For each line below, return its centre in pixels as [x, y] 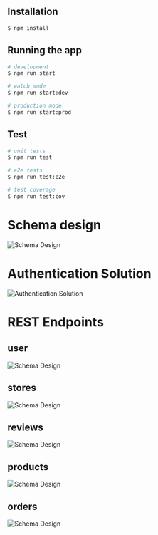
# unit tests [27, 151]
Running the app [44, 50]
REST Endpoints [56, 322]
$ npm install [28, 28]
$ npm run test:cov [36, 196]
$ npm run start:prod [39, 112]
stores [22, 388]
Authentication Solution [79, 273]
